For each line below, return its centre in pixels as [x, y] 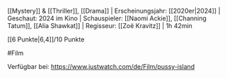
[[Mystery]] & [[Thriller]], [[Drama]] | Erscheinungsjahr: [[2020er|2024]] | [114, 11]
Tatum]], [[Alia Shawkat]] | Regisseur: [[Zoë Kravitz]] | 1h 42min [100, 26]
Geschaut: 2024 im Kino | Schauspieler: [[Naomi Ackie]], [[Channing [107, 18]
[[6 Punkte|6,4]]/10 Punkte [46, 39]
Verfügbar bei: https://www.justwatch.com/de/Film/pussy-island [101, 66]
